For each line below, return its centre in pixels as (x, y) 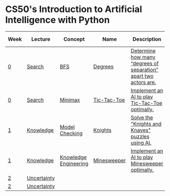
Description (147, 39)
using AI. (141, 143)
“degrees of (145, 63)
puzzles (140, 136)
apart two (142, 76)
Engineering (74, 163)
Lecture (41, 39)
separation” (144, 70)
